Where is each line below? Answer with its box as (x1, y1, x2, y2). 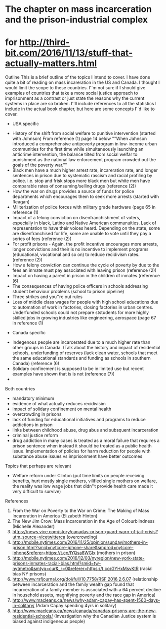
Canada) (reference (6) (12, 361, 60, 367)
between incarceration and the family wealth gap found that (12, 581, 134, 587)
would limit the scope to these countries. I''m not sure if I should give (5, 85, 146, 91)
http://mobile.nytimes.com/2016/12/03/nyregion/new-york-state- (12, 555, 145, 561)
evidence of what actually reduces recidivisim (12, 401, 106, 407)
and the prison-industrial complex (5, 14, 148, 25)
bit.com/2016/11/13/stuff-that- (5, 47, 133, 59)
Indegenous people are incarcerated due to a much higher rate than (12, 339, 151, 345)
